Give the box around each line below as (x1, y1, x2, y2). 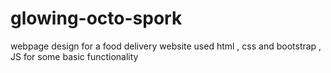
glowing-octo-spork (10, 7, 183, 30)
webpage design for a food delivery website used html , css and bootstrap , (10, 40, 322, 52)
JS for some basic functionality (10, 50, 139, 62)
